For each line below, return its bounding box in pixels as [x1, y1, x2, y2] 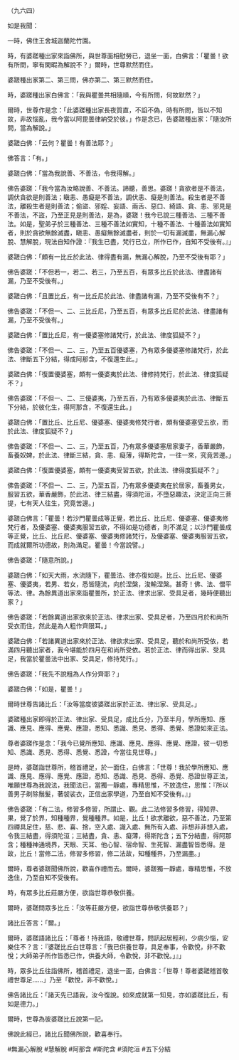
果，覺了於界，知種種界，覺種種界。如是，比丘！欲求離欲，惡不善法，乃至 [7, 814, 225, 822]
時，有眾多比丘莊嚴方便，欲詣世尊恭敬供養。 [7, 889, 139, 896]
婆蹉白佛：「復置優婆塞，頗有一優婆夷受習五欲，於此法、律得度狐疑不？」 [7, 466, 223, 475]
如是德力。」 [7, 1000, 42, 1008]
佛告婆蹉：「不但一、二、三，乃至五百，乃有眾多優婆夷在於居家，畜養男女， [7, 481, 229, 489]
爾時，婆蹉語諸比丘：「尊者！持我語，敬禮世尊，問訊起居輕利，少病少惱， [7, 934, 223, 942]
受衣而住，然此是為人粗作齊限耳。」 [7, 622, 110, 630]
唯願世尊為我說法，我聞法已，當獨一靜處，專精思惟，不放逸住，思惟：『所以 [7, 781, 229, 789]
